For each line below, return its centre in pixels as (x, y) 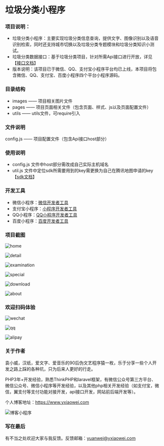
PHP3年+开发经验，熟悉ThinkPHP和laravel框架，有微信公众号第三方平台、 (81, 379)
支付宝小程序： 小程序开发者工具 (44, 208)
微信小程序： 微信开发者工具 (40, 202)
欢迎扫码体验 (20, 307)
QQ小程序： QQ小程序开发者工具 (45, 215)
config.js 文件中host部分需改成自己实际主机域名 (60, 164)
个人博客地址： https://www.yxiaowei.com (47, 402)
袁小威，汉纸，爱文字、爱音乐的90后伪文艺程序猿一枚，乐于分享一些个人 (79, 363)
